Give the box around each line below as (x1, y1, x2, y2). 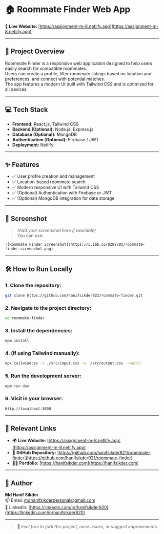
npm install (5, 338, 29, 343)
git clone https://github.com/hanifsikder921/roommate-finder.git (5, 293, 143, 298)
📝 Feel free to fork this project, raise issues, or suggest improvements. (17, 524, 159, 530)
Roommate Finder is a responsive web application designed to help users (5, 60, 153, 66)
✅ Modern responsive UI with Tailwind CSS (12, 184, 99, 191)
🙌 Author (5, 479, 33, 487)
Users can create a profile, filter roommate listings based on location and (5, 70, 152, 76)
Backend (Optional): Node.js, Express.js (12, 126, 94, 132)
